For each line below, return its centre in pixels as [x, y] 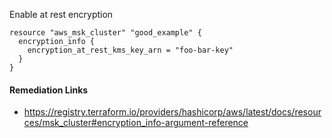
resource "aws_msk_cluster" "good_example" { [105, 33]
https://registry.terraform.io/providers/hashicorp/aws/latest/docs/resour [172, 112]
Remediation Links [49, 90]
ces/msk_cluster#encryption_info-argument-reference [136, 123]
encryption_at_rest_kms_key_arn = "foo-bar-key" [130, 50]
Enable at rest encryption [61, 14]
